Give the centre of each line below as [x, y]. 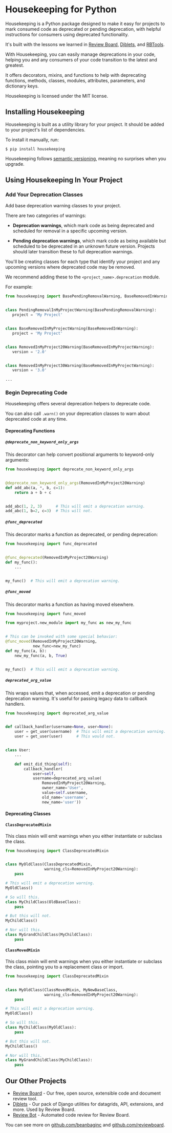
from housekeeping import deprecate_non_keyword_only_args [70, 469]
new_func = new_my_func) [57, 646]
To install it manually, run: [32, 140]
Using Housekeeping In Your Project [64, 180]
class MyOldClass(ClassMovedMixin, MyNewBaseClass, [61, 990]
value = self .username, [65, 793]
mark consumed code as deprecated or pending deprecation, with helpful [83, 29]
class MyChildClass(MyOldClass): [41, 1028]
